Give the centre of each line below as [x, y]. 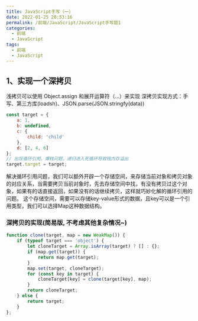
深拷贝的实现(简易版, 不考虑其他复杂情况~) [66, 223]
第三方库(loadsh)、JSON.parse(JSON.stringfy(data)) [80, 103]
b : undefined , [34, 126]
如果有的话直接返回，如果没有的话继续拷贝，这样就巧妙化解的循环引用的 [104, 191]
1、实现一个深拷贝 [39, 81]
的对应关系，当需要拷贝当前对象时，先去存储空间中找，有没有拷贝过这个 [94, 184]
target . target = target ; [37, 164]
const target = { [27, 115]
